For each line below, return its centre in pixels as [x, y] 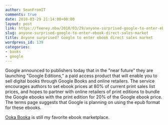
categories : [17, 47]
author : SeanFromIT [25, 10]
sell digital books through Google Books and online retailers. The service [80, 81]
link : [11, 28]
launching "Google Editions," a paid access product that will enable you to [81, 76]
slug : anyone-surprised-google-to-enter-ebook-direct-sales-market [77, 33]
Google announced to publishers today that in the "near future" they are [79, 70]
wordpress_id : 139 [24, 42]
